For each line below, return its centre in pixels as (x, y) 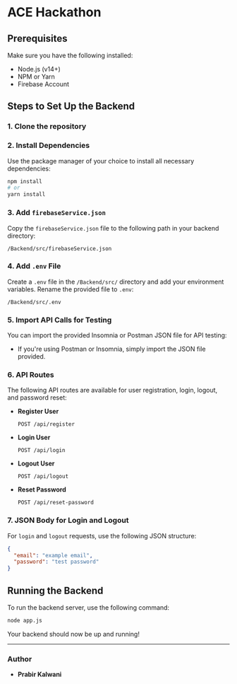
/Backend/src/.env (34, 302)
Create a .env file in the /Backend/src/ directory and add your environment (116, 282)
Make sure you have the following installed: (70, 55)
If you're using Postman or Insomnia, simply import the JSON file (111, 349)
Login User (34, 437)
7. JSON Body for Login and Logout (68, 521)
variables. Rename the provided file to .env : (71, 289)
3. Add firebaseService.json (56, 213)
